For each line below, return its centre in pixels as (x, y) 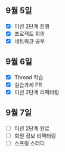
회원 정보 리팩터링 (35, 135)
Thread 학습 (29, 77)
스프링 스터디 (30, 143)
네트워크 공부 (30, 41)
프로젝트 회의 (30, 33)
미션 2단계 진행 (32, 26)
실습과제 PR (28, 85)
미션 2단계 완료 (32, 128)
